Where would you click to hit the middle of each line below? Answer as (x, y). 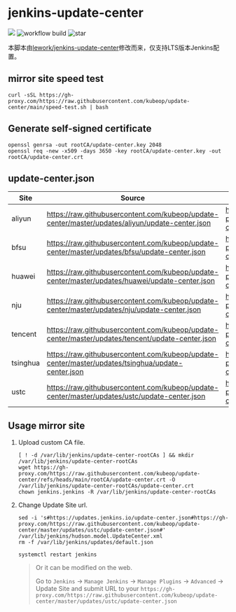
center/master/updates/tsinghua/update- (115, 363)
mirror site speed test (56, 79)
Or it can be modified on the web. (84, 568)
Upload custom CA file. (51, 443)
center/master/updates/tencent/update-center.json (131, 339)
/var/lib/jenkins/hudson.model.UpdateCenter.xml (90, 536)
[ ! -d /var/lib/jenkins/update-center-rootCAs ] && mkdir (106, 455)
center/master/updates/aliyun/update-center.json (129, 223)
